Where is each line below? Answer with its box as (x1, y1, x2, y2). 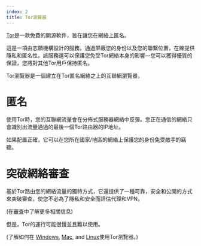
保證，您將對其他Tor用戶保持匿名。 (6, 59, 93, 66)
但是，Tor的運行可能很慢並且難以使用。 (6, 221, 103, 228)
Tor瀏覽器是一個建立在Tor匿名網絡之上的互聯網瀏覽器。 (6, 72, 144, 79)
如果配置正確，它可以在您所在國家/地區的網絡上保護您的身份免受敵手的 (6, 136, 181, 144)
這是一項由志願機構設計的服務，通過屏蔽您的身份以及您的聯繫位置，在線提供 (6, 44, 195, 51)
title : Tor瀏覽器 (6, 14, 47, 20)
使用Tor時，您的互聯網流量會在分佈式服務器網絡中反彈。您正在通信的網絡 (6, 116, 187, 123)
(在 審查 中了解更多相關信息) (6, 208, 74, 215)
